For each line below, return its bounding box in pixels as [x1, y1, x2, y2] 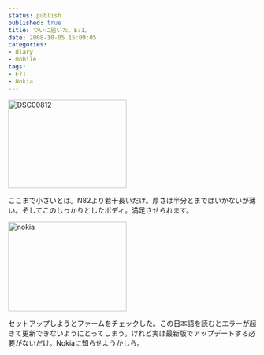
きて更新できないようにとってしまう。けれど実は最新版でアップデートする [8, 328, 249, 338]
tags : [8, 63, 26, 71]
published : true [8, 19, 61, 27]
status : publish [8, 11, 61, 20]
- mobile [8, 56, 37, 64]
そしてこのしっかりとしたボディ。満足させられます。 [21, 205, 194, 215]
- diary [8, 48, 34, 56]
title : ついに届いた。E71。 [8, 26, 91, 34]
